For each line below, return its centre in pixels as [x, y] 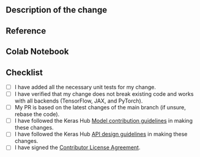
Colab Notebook [37, 52]
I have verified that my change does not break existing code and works [104, 94]
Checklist [24, 72]
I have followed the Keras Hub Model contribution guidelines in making [104, 121]
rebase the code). [37, 114]
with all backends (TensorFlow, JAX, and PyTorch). [79, 101]
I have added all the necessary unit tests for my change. [85, 87]
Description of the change [57, 10]
